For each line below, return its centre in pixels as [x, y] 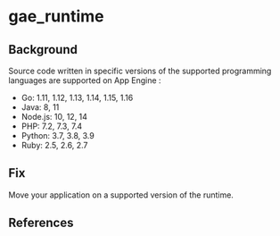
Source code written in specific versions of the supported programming [140, 71]
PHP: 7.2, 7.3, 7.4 [52, 126]
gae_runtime [56, 17]
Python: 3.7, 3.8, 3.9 [58, 135]
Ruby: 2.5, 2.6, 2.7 [54, 145]
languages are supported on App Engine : [85, 80]
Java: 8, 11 [40, 107]
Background [43, 50]
